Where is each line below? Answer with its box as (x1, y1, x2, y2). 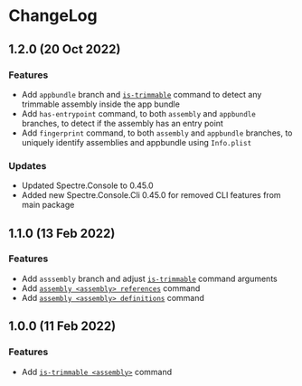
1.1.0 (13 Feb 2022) (8, 225, 116, 240)
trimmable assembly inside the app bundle (21, 99, 180, 109)
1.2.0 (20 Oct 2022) (8, 42, 121, 57)
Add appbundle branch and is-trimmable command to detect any (21, 89, 262, 99)
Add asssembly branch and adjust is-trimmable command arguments (21, 273, 278, 284)
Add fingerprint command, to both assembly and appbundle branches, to (21, 127, 293, 138)
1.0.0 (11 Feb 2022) (8, 318, 117, 334)
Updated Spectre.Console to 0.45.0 (21, 180, 155, 191)
